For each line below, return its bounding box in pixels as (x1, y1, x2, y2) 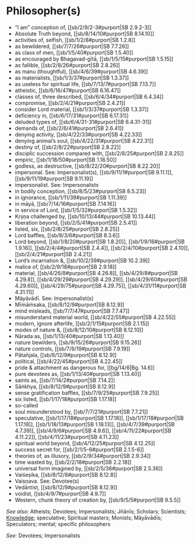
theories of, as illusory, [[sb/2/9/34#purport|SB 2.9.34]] (14, 452, 151, 459)
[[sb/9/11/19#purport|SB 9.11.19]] (14, 175, 94, 182)
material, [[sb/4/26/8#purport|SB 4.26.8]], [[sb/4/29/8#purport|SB (14, 269, 178, 276)
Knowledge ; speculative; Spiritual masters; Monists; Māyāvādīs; (6, 514, 162, 521)
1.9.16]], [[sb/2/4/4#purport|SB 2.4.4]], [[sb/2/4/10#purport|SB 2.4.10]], (14, 244, 190, 251)
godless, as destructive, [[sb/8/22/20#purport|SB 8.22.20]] (14, 162, 161, 170)
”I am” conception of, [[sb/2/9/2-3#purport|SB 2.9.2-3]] (14, 24, 152, 31)
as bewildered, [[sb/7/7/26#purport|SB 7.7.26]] (14, 43, 129, 50)
